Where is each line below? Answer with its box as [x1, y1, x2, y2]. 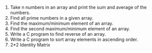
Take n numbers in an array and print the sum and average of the [10, 5, 147, 10]
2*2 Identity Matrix [10, 42, 50, 47]
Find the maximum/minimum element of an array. [10, 20, 114, 26]
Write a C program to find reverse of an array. [10, 31, 106, 37]
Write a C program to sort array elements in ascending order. [10, 36, 138, 42]
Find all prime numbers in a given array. [10, 15, 93, 21]
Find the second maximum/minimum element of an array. [10, 26, 131, 32]
